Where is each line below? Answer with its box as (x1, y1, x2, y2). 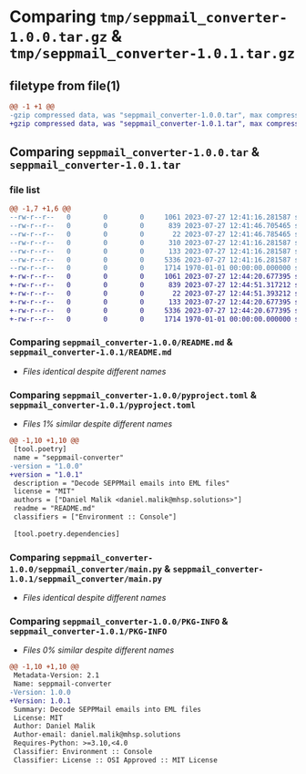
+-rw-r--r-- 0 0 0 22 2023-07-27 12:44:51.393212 (9, 289, 291, 298)
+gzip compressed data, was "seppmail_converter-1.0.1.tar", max (9, 119, 262, 129)
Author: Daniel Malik (13, 722, 96, 731)
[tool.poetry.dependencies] (13, 529, 120, 539)
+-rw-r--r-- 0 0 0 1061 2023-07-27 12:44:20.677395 (9, 272, 291, 282)
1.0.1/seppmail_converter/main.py (9, 573, 162, 584)
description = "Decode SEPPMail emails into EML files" (13, 479, 230, 488)
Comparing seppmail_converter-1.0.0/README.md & (9, 335, 234, 348)
